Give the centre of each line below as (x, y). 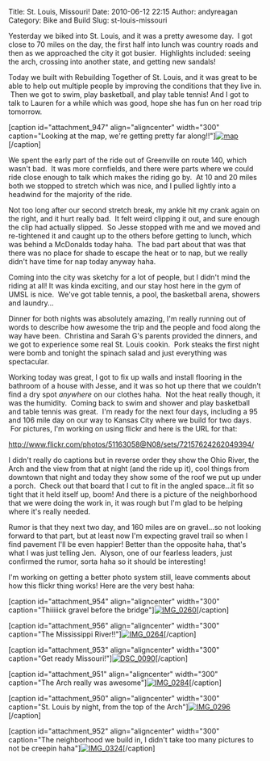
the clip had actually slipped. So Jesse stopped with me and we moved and (134, 227)
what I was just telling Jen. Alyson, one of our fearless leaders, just (120, 553)
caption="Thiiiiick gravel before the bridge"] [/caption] (119, 610)
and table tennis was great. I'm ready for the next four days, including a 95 (133, 412)
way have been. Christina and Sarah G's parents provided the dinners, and (133, 336)
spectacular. (29, 362)
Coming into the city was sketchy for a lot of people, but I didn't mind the (129, 277)
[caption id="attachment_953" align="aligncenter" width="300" (114, 650)
